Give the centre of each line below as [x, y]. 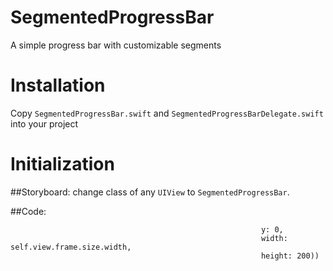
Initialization [62, 164]
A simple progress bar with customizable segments [116, 45]
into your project [44, 123]
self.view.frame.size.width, [71, 247]
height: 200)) [290, 256]
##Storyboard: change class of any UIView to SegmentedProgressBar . [150, 192]
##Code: [28, 211]
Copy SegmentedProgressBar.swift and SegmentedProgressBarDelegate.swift [167, 113]
